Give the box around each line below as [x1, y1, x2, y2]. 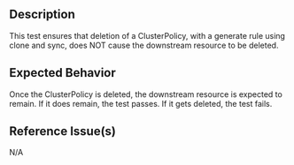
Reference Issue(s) [9, 124, 117, 139]
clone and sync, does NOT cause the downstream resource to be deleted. [9, 40, 279, 50]
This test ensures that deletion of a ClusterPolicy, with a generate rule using [9, 30, 286, 41]
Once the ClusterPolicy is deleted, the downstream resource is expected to [9, 88, 283, 100]
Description [9, 7, 75, 22]
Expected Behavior [9, 65, 117, 80]
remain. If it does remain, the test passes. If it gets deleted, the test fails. [9, 98, 273, 109]
